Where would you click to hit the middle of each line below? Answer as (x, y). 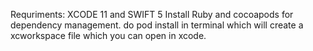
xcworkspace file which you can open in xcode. (108, 35)
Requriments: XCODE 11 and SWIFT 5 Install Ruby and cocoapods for (152, 14)
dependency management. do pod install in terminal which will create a (157, 25)
